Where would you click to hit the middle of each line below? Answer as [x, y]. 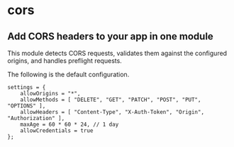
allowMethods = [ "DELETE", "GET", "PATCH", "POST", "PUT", [111, 100]
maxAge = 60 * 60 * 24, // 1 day [69, 124]
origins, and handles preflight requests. [65, 61]
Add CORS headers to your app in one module [111, 36]
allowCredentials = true [57, 131]
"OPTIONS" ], [27, 106]
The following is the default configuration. [68, 74]
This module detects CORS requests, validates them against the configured [117, 53]
